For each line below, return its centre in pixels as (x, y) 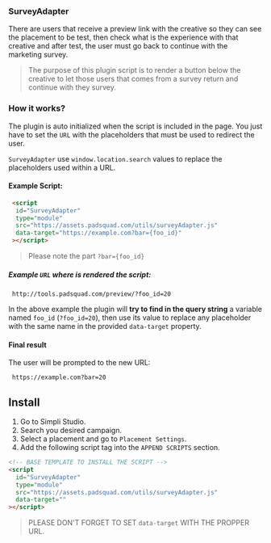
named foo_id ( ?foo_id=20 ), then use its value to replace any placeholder (130, 318)
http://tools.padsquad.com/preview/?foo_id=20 (92, 294)
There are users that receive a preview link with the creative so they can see (135, 29)
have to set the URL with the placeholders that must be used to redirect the (132, 134)
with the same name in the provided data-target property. (105, 326)
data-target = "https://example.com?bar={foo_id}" (99, 233)
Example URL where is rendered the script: (80, 274)
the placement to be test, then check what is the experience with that (123, 37)
